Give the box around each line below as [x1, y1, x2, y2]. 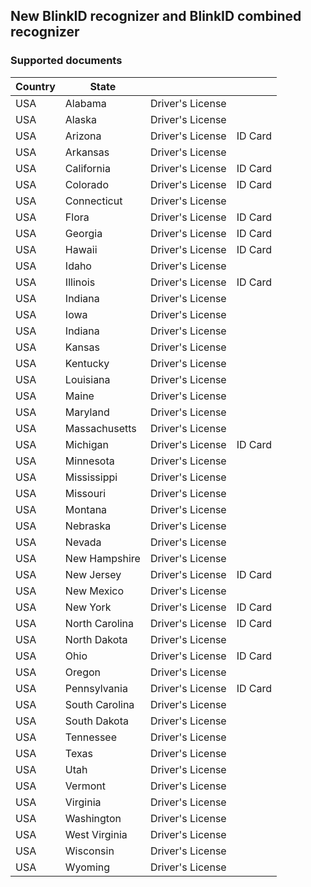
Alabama [64, 96, 107, 110]
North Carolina [64, 616, 134, 630]
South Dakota [64, 714, 129, 728]
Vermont [64, 779, 106, 793]
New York [64, 600, 112, 614]
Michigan [64, 437, 109, 451]
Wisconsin [64, 844, 115, 858]
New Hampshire [64, 551, 141, 565]
